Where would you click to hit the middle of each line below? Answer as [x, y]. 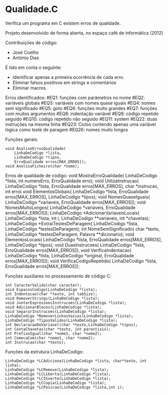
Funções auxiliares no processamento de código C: [58, 276]
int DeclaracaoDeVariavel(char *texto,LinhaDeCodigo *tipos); [71, 325]
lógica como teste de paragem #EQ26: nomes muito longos [67, 130]
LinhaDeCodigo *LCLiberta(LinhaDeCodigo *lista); [58, 374]
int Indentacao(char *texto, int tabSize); [51, 294]
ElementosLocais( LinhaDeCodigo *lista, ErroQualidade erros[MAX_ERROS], [83, 239]
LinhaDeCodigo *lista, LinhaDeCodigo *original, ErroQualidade [70, 255]
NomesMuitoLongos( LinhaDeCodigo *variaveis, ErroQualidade [70, 208]
